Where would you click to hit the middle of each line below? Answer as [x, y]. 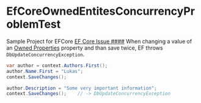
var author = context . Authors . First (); [57, 66]
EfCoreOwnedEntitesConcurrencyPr [101, 11]
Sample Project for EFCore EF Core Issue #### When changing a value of [99, 41]
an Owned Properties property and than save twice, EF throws [85, 48]
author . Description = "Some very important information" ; [82, 88]
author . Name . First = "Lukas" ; [45, 71]
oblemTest [34, 24]
